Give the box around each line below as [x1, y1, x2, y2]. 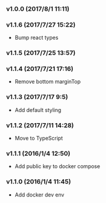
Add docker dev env [14, 191, 65, 198]
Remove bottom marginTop [14, 78, 81, 85]
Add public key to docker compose [14, 163, 101, 170]
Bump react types [14, 34, 59, 41]
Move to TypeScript [14, 135, 63, 142]
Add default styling [14, 106, 62, 114]
